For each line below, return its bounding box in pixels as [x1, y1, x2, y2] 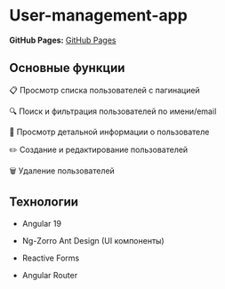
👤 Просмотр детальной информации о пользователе [9, 126, 210, 137]
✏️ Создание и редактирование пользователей [9, 144, 189, 155]
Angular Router [21, 269, 78, 280]
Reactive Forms [21, 253, 80, 263]
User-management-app [9, 5, 189, 26]
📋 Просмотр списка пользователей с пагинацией [9, 84, 200, 95]
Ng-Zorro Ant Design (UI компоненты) [21, 235, 165, 245]
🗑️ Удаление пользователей [9, 165, 116, 176]
